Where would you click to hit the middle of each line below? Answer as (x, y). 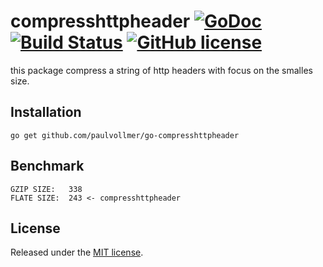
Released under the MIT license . (77, 252)
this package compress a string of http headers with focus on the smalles (161, 70)
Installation (46, 112)
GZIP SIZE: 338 (46, 189)
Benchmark (47, 166)
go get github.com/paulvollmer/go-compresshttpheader (125, 135)
